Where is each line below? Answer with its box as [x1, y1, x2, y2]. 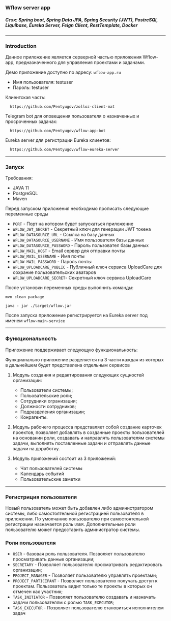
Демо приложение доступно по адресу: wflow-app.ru [5, 69, 121, 75]
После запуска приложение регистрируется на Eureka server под [5, 312, 148, 319]
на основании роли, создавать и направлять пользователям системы [12, 434, 165, 441]
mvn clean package [5, 294, 44, 300]
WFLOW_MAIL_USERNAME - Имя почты [12, 253, 85, 259]
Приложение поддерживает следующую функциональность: [5, 347, 138, 353]
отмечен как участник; [12, 588, 63, 595]
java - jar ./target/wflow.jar [5, 303, 72, 308]
